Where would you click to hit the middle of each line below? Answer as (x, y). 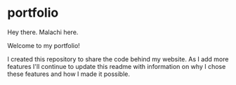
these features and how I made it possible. (68, 74)
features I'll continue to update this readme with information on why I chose (117, 66)
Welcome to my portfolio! (44, 45)
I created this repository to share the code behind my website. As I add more (118, 59)
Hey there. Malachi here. (43, 32)
